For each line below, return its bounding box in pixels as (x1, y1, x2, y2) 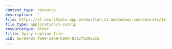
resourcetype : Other (5, 27, 50, 32)
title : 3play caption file (5, 31, 63, 36)
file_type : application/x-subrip (5, 21, 77, 27)
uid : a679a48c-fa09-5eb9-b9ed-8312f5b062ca (5, 36, 100, 41)
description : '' (5, 12, 40, 17)
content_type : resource (5, 7, 56, 13)
